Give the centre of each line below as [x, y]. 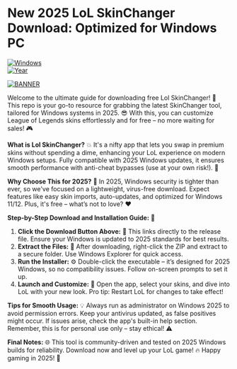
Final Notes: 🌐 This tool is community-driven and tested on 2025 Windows [117, 342]
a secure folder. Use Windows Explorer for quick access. [100, 254]
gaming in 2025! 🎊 [34, 358]
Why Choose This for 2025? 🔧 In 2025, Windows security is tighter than [113, 181]
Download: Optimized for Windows [112, 28]
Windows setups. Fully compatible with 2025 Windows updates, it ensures [116, 160]
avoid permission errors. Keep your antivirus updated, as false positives [112, 313]
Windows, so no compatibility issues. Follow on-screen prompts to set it [122, 269]
